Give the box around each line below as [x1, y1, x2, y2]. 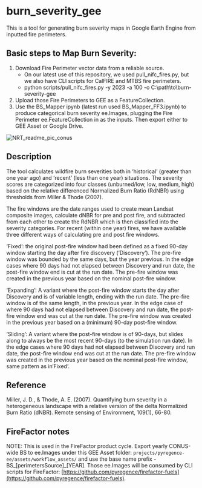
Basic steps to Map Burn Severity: [6, 48, 137, 59]
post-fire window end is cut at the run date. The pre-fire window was [6, 268, 178, 275]
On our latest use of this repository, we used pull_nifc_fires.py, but [24, 71, 189, 78]
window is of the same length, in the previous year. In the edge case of [6, 299, 183, 306]
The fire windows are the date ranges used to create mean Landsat [6, 205, 174, 213]
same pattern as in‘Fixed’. [6, 362, 70, 370]
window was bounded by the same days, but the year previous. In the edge [6, 256, 194, 263]
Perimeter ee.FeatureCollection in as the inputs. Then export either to [15, 116, 188, 123]
